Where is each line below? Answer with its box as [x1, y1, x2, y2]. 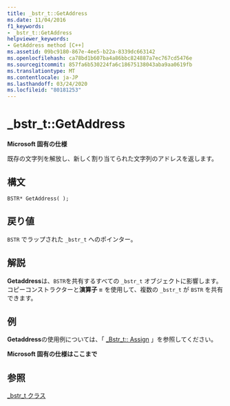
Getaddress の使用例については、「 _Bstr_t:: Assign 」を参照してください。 [7, 335, 218, 343]
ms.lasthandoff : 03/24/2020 [7, 80, 88, 87]
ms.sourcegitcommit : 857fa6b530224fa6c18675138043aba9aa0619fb [7, 61, 193, 68]
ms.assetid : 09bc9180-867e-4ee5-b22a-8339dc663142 [7, 49, 156, 56]
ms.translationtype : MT [7, 67, 76, 74]
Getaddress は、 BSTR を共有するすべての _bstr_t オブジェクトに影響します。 [7, 276, 222, 285]
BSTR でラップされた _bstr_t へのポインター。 [7, 235, 137, 243]
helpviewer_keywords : [7, 36, 70, 43]
